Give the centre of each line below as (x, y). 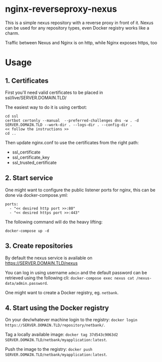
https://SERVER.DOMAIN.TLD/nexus (41, 263)
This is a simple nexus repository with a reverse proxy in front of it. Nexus (79, 23)
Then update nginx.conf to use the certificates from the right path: (72, 142)
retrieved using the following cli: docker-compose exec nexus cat (70, 278)
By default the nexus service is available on (49, 258)
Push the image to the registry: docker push (49, 349)
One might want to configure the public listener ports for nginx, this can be (80, 190)
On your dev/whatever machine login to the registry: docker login (71, 320)
